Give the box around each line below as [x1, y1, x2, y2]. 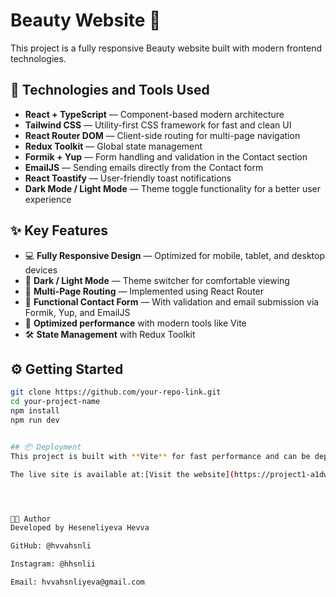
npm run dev [10, 415, 60, 425]
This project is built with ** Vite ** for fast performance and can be [10, 451, 311, 461]
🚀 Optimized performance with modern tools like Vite [24, 317, 247, 329]
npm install [10, 406, 60, 416]
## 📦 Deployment [10, 442, 82, 452]
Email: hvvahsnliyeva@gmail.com [10, 577, 145, 587]
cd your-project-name [10, 397, 101, 407]
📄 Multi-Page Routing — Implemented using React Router [24, 285, 265, 297]
